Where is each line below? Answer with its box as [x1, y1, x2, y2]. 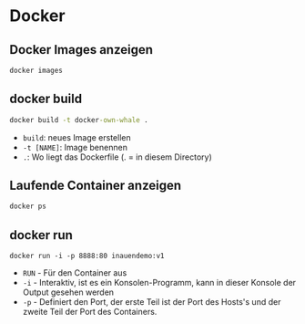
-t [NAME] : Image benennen [22, 141, 127, 152]
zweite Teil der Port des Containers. [22, 307, 158, 318]
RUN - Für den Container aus [22, 267, 127, 278]
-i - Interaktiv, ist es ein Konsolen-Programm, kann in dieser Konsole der [22, 277, 297, 288]
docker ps [9, 202, 47, 211]
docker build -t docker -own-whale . [9, 115, 148, 124]
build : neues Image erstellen [22, 131, 131, 142]
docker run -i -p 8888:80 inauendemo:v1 [9, 252, 166, 261]
